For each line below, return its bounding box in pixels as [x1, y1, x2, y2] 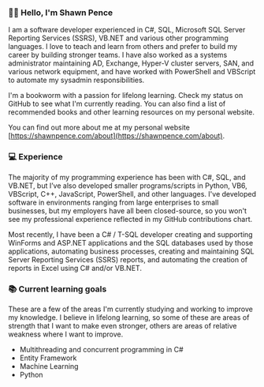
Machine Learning [19, 361, 79, 370]
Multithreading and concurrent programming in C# [19, 344, 184, 354]
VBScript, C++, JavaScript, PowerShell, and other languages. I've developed [8, 189, 257, 198]
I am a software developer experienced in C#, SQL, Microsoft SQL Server [8, 25, 246, 35]
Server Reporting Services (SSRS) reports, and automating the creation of [8, 254, 248, 264]
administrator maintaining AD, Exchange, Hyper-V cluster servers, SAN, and [8, 58, 255, 68]
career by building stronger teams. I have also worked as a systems [8, 51, 228, 60]
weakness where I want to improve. [8, 329, 124, 339]
